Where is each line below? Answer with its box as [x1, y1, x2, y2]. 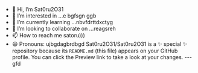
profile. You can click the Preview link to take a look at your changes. [11, 54, 184, 60]
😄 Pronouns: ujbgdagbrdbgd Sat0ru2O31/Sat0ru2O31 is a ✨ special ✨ [11, 40, 187, 48]
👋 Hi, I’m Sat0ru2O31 [11, 6, 64, 13]
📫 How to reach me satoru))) [11, 32, 86, 39]
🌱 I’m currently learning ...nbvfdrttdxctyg [11, 19, 113, 25]
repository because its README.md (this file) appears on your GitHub [11, 47, 178, 54]
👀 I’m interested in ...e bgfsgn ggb [11, 12, 97, 19]
